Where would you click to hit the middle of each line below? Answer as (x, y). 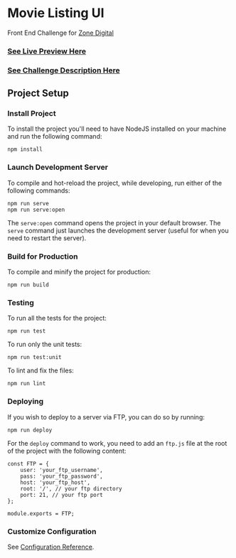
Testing (21, 302)
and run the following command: (55, 136)
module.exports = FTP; (41, 513)
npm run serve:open (36, 210)
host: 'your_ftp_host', (55, 482)
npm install (25, 150)
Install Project (32, 114)
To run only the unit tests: (45, 344)
